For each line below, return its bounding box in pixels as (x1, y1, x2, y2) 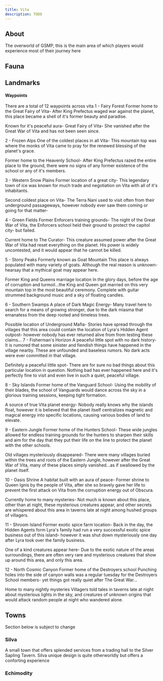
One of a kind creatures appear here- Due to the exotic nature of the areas (5, 547, 154, 553)
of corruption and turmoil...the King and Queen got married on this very (5, 282, 148, 288)
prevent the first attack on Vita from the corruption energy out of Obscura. (5, 487, 154, 493)
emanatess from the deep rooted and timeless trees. (5, 312, 110, 318)
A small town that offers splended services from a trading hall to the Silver (5, 647, 154, 653)
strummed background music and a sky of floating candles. (5, 292, 125, 298)
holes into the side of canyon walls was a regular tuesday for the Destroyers (5, 572, 158, 578)
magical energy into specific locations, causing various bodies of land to (5, 412, 150, 418)
